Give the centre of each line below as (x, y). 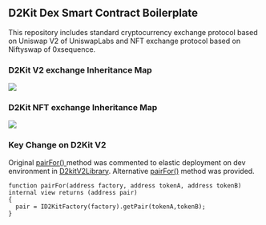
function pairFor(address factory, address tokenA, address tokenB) (125, 186)
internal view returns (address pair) (73, 192)
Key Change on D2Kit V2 (57, 145)
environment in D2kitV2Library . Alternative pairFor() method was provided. (131, 171)
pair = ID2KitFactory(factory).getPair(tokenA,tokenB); (111, 207)
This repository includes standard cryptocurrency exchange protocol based (133, 32)
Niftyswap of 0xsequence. (52, 49)
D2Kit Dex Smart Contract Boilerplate (103, 13)
